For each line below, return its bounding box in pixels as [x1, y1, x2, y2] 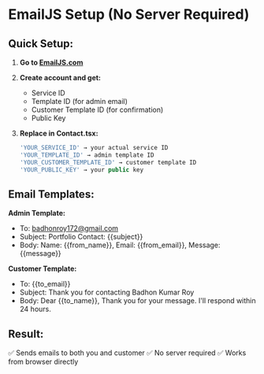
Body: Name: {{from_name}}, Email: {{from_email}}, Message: [19, 240, 221, 250]
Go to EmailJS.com [19, 57, 84, 67]
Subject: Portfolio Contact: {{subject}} [19, 232, 143, 242]
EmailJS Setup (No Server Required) [8, 6, 250, 24]
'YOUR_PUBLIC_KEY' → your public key [19, 165, 144, 174]
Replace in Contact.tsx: [19, 128, 99, 138]
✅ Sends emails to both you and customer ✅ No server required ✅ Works [8, 348, 247, 357]
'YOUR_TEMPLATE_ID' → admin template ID [19, 151, 154, 159]
